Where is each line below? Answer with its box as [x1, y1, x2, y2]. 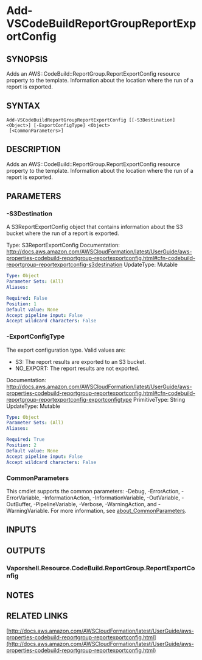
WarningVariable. [6, 507, 50, 514]
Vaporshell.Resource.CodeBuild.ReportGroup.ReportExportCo [6, 564, 195, 572]
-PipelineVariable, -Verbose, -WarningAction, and [33, 500, 157, 507]
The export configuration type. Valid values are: [6, 346, 126, 354]
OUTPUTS [6, 545, 46, 556]
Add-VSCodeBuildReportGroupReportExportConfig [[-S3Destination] [6, 117, 175, 123]
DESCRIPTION [6, 144, 61, 154]
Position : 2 [6, 442, 37, 449]
